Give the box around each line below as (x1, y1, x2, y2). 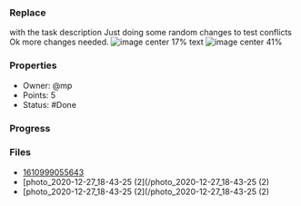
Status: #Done (22, 99, 77, 110)
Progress (9, 122, 51, 134)
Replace (9, 6, 46, 19)
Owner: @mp (22, 80, 73, 91)
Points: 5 (22, 89, 56, 101)
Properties (9, 59, 57, 72)
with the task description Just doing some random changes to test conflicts (9, 27, 293, 38)
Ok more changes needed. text (9, 36, 205, 47)
